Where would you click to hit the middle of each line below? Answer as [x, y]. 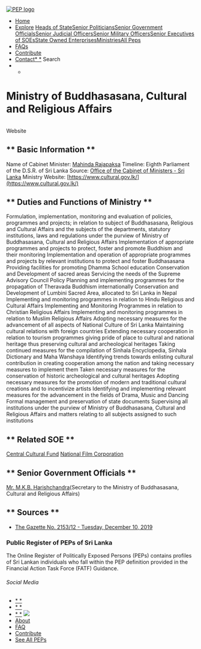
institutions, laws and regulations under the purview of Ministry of [88, 236]
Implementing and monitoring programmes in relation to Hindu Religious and [100, 300]
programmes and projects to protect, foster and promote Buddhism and [94, 249]
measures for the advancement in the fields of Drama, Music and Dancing [97, 395]
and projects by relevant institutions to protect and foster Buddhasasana [95, 261]
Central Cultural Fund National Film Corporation [65, 454]
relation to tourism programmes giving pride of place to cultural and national [100, 338]
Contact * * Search [38, 59]
